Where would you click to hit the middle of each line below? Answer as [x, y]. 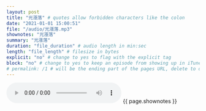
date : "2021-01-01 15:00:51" [44, 23]
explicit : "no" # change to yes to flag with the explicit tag [89, 57]
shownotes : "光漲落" [31, 35]
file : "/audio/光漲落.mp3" [39, 29]
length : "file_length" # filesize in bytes [63, 52]
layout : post [23, 12]
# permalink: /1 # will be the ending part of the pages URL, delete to [101, 69]
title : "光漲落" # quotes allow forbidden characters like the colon [96, 18]
